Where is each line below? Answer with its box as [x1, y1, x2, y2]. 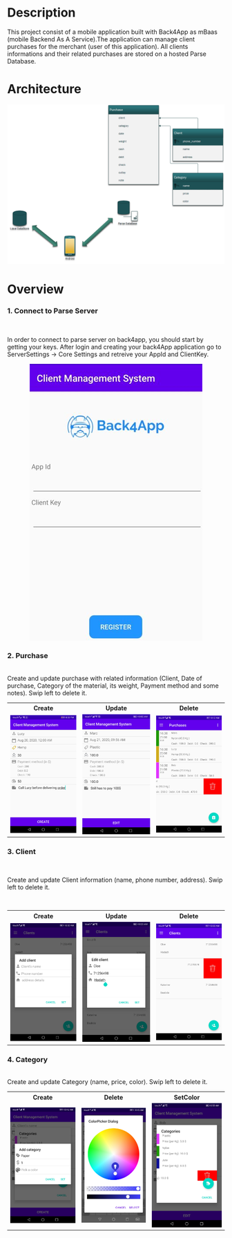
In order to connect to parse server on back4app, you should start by [7, 335, 204, 343]
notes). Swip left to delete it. [7, 688, 88, 697]
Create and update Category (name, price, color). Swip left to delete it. [7, 1078, 208, 1086]
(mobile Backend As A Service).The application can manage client [7, 35, 195, 43]
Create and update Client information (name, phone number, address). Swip [7, 876, 223, 884]
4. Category [7, 1054, 48, 1064]
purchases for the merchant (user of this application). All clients [7, 42, 188, 50]
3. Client [7, 847, 36, 857]
